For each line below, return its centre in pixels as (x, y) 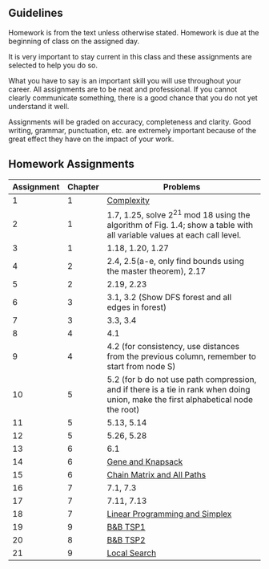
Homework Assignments (71, 164)
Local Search (132, 553)
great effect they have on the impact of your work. (91, 139)
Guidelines (36, 13)
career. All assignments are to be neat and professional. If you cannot (123, 89)
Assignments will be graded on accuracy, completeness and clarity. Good (130, 122)
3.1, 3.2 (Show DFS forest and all (169, 297)
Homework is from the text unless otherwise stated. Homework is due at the (134, 32)
